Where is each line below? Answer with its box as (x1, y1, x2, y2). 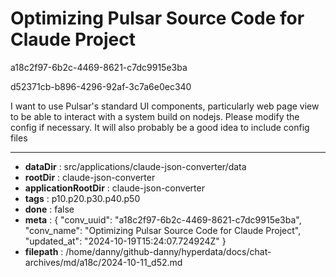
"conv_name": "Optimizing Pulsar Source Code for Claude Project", (24, 224, 302, 236)
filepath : (24, 245, 64, 257)
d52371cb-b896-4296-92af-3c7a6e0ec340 (10, 80, 192, 92)
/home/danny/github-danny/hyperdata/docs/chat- (65, 245, 272, 257)
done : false (24, 203, 75, 215)
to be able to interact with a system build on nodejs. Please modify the (10, 110, 300, 122)
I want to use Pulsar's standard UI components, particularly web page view (10, 100, 320, 112)
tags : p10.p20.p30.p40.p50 (24, 192, 141, 204)
